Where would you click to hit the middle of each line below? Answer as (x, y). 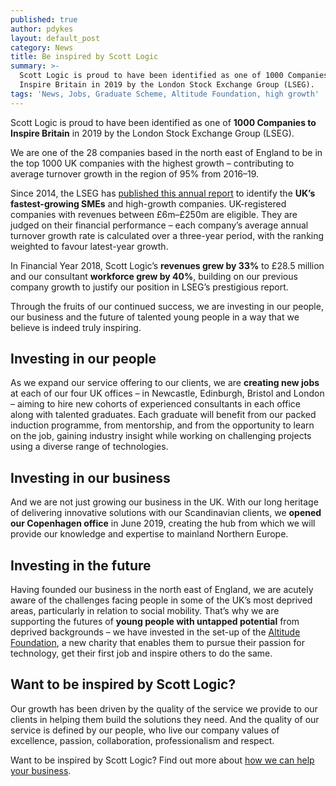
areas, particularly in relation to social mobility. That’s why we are (145, 611)
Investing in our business (90, 477)
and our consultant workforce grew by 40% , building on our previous (154, 276)
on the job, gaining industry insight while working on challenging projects (161, 436)
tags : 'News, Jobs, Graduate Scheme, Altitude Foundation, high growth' (165, 94)
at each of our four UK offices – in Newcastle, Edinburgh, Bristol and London (167, 393)
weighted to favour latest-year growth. (89, 246)
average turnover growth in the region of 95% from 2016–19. (135, 173)
